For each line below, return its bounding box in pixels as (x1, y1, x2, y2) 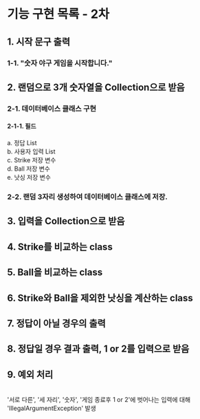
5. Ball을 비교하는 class (7, 266, 103, 279)
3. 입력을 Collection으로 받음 (7, 215, 125, 227)
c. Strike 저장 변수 (7, 156, 56, 164)
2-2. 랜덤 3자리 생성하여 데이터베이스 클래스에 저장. (7, 192, 168, 202)
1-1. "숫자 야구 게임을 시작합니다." (7, 58, 113, 67)
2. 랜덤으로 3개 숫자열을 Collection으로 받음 (7, 81, 186, 93)
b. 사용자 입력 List (7, 147, 56, 155)
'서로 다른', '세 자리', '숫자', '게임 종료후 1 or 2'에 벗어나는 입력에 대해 (7, 396, 191, 404)
